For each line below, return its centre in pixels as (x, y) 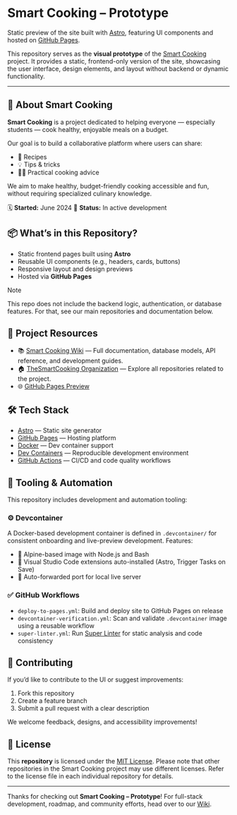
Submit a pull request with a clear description (83, 708)
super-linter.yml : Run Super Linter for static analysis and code (110, 633)
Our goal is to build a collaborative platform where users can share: (105, 143)
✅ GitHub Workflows (43, 596)
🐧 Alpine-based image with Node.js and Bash (83, 555)
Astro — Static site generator (60, 430)
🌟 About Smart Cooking (60, 105)
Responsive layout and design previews (75, 269)
